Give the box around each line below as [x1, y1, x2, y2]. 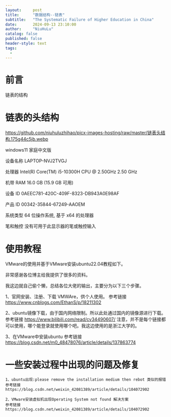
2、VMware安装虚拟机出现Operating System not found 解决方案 [5, 397, 129, 402]
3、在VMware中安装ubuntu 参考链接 [5, 333, 82, 340]
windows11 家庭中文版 [5, 147, 52, 153]
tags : [5, 46, 17, 51]
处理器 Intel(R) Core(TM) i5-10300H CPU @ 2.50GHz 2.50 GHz [5, 169, 138, 175]
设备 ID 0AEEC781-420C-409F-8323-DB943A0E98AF [5, 191, 119, 197]
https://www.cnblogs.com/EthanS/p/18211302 [5, 299, 102, 305]
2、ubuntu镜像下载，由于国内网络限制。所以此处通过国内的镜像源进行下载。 [5, 310, 166, 316]
